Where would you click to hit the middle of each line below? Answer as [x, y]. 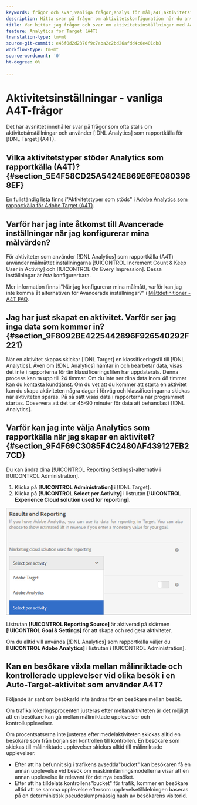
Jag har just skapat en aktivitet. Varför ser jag [91, 318]
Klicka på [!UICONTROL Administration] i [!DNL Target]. [83, 487]
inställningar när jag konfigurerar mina [78, 233]
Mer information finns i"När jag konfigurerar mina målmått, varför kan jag [94, 287]
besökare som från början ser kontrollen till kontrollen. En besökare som [93, 740]
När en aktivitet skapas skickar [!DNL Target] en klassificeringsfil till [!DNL [95, 359]
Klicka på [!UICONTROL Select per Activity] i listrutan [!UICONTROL [98, 493]
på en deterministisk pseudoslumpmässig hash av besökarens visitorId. [101, 796]
